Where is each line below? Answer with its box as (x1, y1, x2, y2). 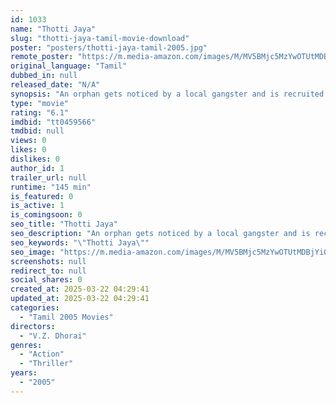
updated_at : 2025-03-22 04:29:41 (10, 294, 150, 304)
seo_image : (10, 247, 56, 257)
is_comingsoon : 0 (10, 210, 83, 220)
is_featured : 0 (10, 191, 74, 201)
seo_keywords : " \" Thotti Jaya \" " (10, 237, 150, 248)
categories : (10, 303, 60, 313)
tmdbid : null (10, 126, 65, 136)
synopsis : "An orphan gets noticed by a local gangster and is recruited (10, 89, 325, 99)
